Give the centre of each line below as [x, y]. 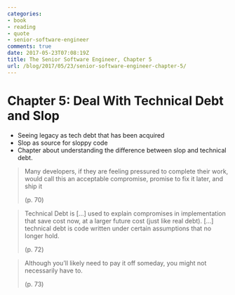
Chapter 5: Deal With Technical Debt [115, 101]
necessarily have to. [53, 270]
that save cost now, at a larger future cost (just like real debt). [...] [119, 221]
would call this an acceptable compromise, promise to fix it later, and [123, 178]
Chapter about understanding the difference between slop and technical [122, 150]
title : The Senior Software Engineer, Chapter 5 [80, 60]
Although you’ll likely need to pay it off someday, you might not [115, 263]
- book [17, 20]
